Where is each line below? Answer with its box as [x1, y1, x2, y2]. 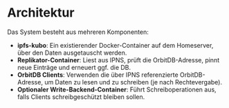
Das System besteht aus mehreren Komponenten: [7, 28, 149, 36]
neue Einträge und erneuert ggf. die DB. [17, 63, 131, 71]
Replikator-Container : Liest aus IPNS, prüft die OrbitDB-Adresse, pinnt [17, 55, 220, 64]
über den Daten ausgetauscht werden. [17, 48, 127, 57]
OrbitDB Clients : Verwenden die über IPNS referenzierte [17, 71, 178, 79]
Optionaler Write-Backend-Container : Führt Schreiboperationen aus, [17, 85, 217, 93]
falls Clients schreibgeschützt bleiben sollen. [17, 92, 145, 101]
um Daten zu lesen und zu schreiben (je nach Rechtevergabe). [44, 78, 223, 86]
